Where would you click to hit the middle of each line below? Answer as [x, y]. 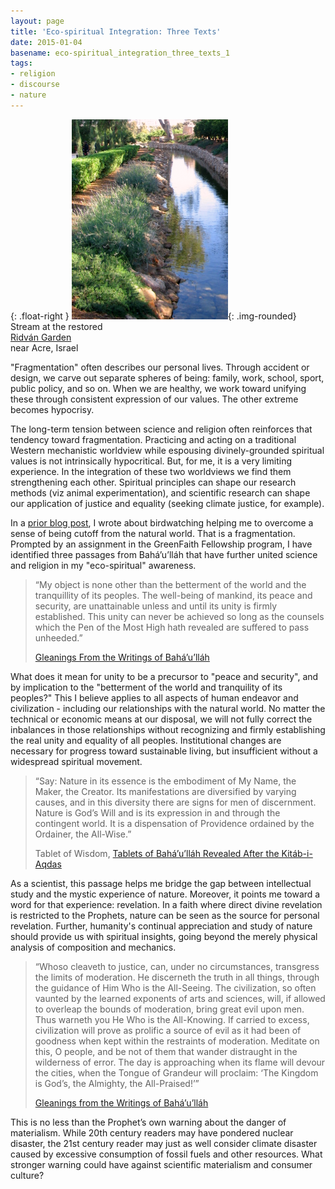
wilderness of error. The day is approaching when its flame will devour [180, 1062]
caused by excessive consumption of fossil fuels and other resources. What [166, 1154]
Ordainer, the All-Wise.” [83, 834]
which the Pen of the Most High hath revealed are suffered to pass [172, 627]
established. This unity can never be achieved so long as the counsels [179, 616]
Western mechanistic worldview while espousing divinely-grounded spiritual [167, 450]
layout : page [37, 21]
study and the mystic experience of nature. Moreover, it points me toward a [165, 894]
